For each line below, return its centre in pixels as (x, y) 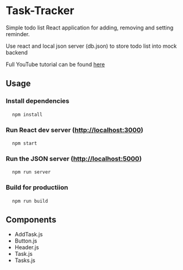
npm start (24, 143)
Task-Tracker (40, 11)
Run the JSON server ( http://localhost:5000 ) (74, 159)
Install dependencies (38, 101)
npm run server (32, 172)
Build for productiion (37, 187)
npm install (27, 114)
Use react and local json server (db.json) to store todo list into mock (91, 46)
